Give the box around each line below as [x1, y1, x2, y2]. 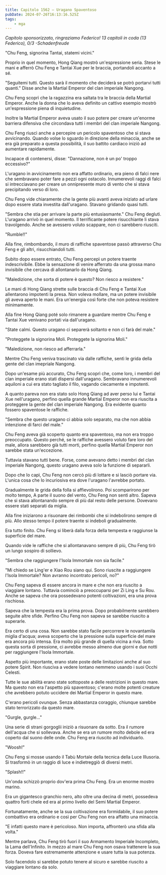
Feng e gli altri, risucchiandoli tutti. [5, 247, 76, 253]
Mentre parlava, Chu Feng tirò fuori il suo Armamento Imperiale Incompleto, [5, 839, 160, 845]
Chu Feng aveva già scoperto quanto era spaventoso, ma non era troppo [5, 431, 154, 437]
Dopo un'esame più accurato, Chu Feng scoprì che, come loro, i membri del [5, 370, 161, 377]
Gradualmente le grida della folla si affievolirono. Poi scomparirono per [5, 487, 150, 493]
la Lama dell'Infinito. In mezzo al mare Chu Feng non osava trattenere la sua [5, 844, 161, 850]
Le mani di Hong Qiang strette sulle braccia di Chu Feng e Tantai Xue [5, 286, 147, 292]
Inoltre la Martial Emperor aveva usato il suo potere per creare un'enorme [5, 115, 156, 121]
